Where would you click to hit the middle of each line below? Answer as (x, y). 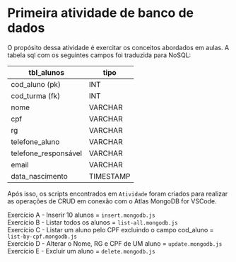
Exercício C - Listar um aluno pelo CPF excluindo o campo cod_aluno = (111, 230)
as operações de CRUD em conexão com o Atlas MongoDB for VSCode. (112, 201)
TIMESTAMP (110, 176)
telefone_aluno (35, 141)
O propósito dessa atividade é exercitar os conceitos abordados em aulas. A (118, 47)
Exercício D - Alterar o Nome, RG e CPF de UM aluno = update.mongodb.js (115, 243)
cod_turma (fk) (36, 95)
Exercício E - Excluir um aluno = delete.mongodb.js (81, 251)
